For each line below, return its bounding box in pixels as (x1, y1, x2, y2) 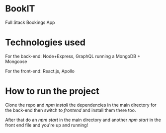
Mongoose (5, 58, 27, 65)
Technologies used (5, 37, 86, 48)
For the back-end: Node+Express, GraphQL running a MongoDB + (5, 53, 141, 59)
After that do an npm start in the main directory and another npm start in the (5, 117, 162, 123)
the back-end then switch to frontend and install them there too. (5, 107, 136, 113)
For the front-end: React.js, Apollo (5, 68, 75, 74)
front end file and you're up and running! (5, 122, 88, 128)
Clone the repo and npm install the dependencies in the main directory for (5, 102, 157, 108)
